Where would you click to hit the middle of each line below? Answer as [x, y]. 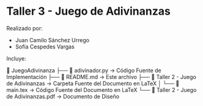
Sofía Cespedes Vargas [45, 47]
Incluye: [16, 58]
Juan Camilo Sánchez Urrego [52, 40]
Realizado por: [24, 28]
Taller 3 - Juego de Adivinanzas [89, 11]
